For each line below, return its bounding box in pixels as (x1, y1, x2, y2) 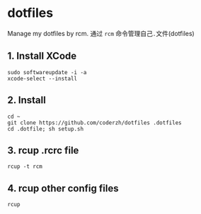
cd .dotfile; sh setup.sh (7, 125, 84, 132)
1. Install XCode (7, 50, 77, 62)
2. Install (7, 94, 46, 107)
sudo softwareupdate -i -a (7, 69, 87, 76)
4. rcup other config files (7, 182, 119, 194)
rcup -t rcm (7, 163, 42, 170)
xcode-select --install (7, 75, 78, 82)
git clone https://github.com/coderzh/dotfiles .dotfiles (7, 119, 182, 126)
